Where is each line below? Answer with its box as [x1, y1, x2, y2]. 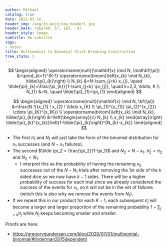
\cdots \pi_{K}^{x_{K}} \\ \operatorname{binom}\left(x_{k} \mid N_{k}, [12, 109, 155, 115]
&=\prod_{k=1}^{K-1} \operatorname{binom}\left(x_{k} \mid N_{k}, [16, 73, 151, 79]
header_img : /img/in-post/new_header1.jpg [5, 21, 95, 26]
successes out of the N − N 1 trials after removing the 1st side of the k [19, 167, 161, 174]
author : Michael [5, 7, 39, 12]
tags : [5, 40, 16, 45]
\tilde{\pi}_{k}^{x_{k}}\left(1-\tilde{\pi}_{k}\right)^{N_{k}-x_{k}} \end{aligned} [5, 119, 162, 125]
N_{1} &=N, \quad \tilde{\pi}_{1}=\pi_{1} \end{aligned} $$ [26, 88, 142, 95]
